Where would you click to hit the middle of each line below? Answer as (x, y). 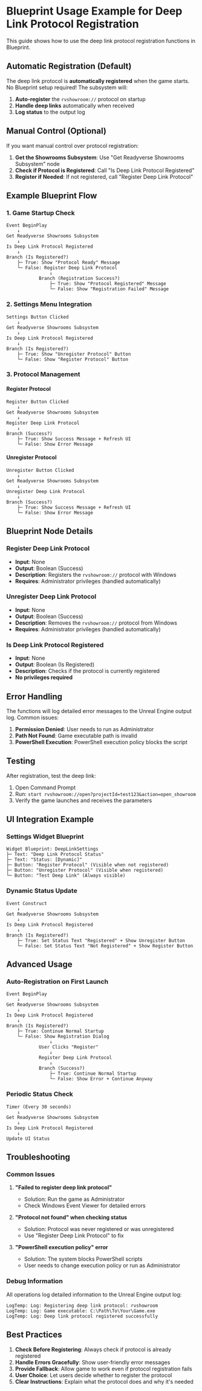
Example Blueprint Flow (52, 195)
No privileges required (44, 677)
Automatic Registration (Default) (69, 66)
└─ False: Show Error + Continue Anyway (101, 1079)
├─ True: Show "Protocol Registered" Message (108, 284)
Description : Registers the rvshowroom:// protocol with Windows (96, 574)
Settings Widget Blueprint (45, 837)
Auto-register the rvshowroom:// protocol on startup (80, 99)
